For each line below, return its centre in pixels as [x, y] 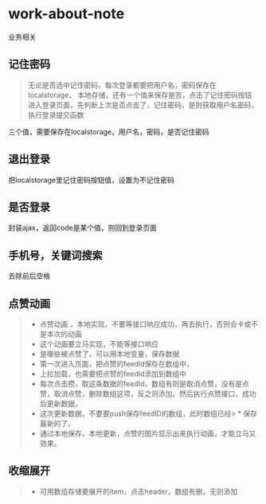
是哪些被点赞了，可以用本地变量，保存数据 [110, 354]
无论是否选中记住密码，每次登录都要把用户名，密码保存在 [122, 85]
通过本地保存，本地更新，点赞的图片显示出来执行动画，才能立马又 [148, 433]
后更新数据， [61, 403]
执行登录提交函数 [56, 114]
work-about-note [66, 14]
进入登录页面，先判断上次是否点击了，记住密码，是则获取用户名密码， [143, 105]
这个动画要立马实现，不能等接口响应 [99, 344]
